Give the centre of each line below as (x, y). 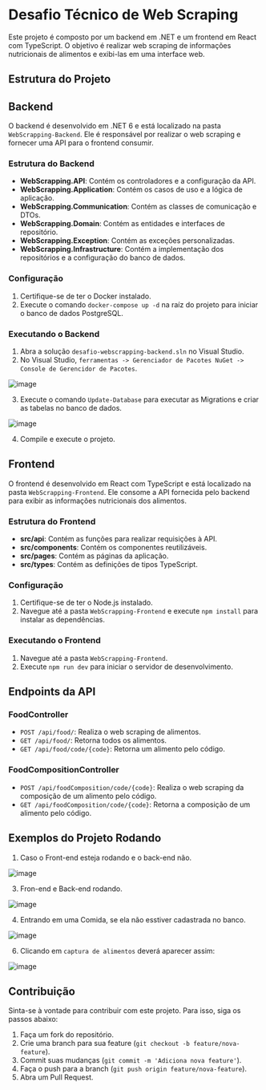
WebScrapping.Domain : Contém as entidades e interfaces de (123, 224)
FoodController (38, 715)
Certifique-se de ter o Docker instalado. (86, 296)
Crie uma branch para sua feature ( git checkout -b (105, 1043)
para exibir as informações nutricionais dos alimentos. (97, 500)
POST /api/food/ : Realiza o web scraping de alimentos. (111, 732)
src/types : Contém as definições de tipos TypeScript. (109, 565)
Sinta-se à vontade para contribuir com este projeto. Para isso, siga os (125, 1011)
